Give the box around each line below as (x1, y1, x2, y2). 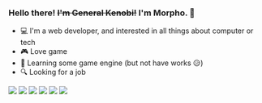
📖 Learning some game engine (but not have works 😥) (19, 58, 204, 68)
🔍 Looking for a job (19, 68, 87, 77)
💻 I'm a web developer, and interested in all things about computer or (19, 26, 254, 35)
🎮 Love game (19, 47, 67, 56)
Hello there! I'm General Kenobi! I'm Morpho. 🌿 (8, 7, 195, 19)
